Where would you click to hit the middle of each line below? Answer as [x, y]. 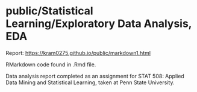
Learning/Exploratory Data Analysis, [99, 24]
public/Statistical [50, 11]
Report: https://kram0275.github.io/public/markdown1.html [78, 53]
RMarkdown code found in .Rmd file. [51, 65]
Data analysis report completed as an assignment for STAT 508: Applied [95, 76]
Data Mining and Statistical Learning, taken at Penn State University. [90, 82]
